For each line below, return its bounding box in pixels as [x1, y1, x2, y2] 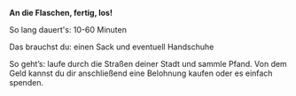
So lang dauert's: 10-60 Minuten [9, 25, 127, 34]
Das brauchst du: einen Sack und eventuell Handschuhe [9, 41, 214, 52]
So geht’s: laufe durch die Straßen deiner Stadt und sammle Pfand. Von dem [9, 59, 288, 69]
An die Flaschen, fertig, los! [9, 8, 113, 18]
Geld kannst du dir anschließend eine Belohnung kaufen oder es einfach [9, 68, 273, 78]
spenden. [9, 78, 44, 87]
